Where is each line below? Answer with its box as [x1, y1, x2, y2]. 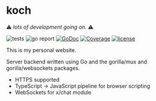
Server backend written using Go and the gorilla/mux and [6, 58, 148, 65]
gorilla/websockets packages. [6, 64, 80, 72]
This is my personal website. [6, 46, 77, 54]
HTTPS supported [14, 76, 60, 83]
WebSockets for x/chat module [14, 88, 91, 96]
